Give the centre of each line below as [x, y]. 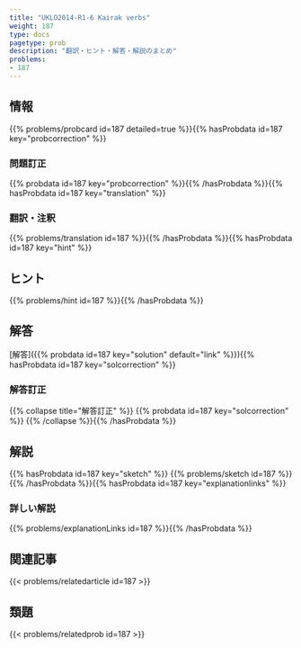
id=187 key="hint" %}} [51, 247]
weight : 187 [31, 26]
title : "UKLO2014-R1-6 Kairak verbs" [80, 18]
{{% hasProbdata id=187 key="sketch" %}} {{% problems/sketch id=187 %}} [151, 474]
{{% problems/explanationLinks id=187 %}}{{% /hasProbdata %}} [131, 528]
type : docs [30, 34]
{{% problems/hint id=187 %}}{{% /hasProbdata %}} [106, 301]
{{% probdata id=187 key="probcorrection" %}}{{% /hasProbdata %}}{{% [146, 183]
